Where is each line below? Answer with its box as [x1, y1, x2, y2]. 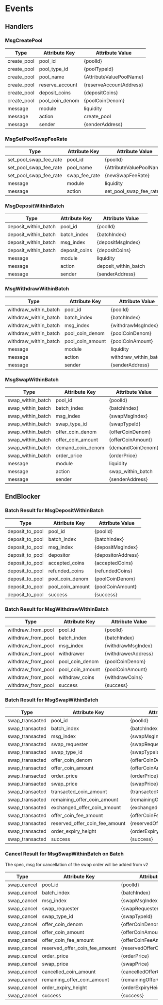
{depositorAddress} [94, 551, 139, 558]
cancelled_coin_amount [42, 968, 96, 975]
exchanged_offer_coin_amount [51, 804, 121, 811]
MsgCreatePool [5, 37, 43, 44]
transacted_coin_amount [51, 788, 107, 795]
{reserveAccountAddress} [84, 81, 143, 88]
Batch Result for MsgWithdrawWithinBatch [5, 605, 109, 612]
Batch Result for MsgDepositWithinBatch [5, 507, 104, 514]
